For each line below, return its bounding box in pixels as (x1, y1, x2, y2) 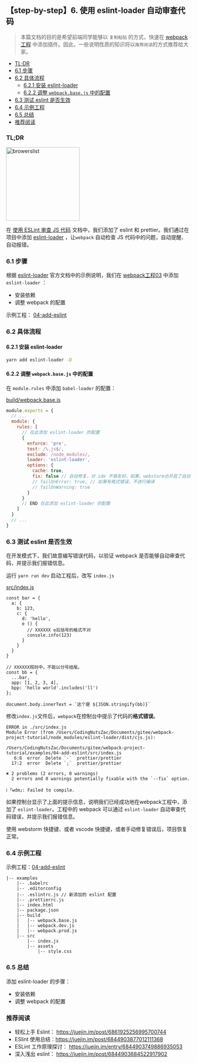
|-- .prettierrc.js (16, 897, 64, 903)
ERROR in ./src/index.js (6, 724, 67, 730)
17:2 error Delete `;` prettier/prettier (11, 760, 122, 767)
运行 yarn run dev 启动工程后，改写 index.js (6, 572, 114, 579)
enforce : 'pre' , (27, 441, 67, 446)
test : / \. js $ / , (27, 446, 64, 452)
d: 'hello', (21, 616, 51, 622)
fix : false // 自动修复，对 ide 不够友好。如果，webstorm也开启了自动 (32, 473, 191, 479)
